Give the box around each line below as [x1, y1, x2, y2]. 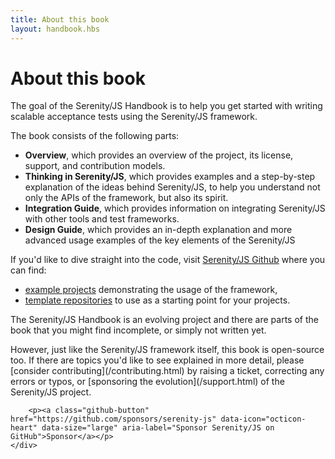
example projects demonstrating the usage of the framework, [24, 284, 278, 296]
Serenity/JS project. [10, 386, 92, 398]
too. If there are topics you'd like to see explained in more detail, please [10, 354, 305, 366]
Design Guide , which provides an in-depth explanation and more [24, 224, 293, 236]
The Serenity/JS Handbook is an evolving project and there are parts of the [10, 314, 319, 326]
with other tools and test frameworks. [24, 213, 180, 225]
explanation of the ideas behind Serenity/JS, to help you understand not [24, 181, 321, 193]
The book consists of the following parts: [10, 130, 180, 142]
